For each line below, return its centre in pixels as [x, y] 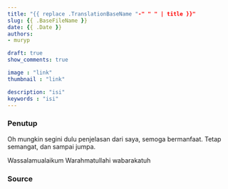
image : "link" [30, 72]
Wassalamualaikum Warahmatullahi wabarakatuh [79, 160]
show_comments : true [38, 60]
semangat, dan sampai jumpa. [52, 146]
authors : [20, 34]
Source [20, 178]
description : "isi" [36, 92]
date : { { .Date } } [35, 27]
